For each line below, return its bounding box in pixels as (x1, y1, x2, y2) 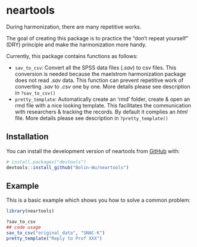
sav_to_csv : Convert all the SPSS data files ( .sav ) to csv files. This (14, 64, 177, 71)
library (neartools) (6, 208, 55, 214)
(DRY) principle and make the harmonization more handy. (6, 41, 147, 48)
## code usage (6, 224, 42, 230)
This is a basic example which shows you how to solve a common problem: (6, 197, 190, 204)
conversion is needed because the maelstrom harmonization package (14, 70, 186, 77)
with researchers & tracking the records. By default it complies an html (14, 108, 188, 115)
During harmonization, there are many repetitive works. (6, 23, 142, 30)
